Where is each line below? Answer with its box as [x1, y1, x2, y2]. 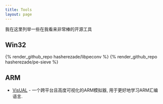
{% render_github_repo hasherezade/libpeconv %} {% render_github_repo [5, 54, 158, 60]
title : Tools [5, 7, 32, 12]
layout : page [5, 12, 32, 17]
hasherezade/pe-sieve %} [5, 59, 58, 65]
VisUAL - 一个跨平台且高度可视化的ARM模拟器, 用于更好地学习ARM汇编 [12, 87, 158, 93]
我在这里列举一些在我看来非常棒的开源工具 [5, 26, 92, 32]
